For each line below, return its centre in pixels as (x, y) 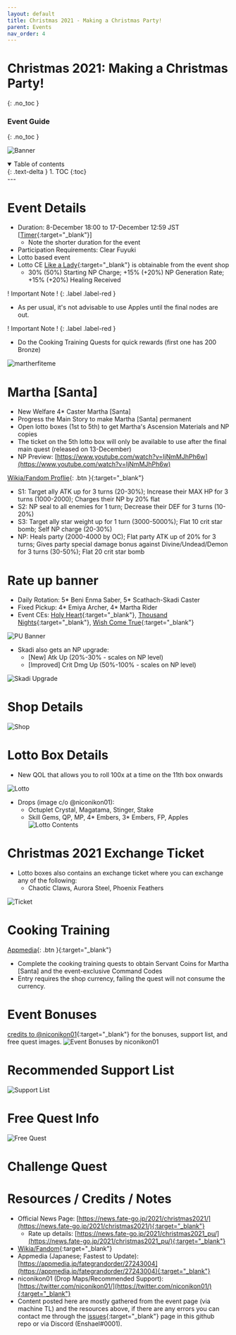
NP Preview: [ (37, 457)
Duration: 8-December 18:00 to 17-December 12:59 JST (98, 228)
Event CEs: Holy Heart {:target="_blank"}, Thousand (92, 615)
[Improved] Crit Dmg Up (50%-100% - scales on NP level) (112, 665)
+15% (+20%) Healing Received (74, 280)
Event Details (47, 208)
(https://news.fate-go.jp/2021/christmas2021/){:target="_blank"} (111, 1226)
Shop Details (45, 707)
